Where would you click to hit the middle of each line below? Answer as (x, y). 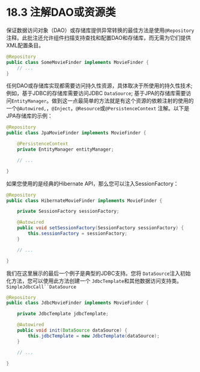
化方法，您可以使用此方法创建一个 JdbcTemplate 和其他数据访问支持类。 (94, 280)
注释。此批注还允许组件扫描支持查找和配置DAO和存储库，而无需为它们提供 (98, 37)
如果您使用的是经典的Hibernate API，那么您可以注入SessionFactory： (92, 183)
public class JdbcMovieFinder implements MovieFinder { (77, 303)
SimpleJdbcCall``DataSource (41, 287)
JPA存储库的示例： (29, 116)
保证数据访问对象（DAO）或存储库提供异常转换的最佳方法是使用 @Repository (100, 30)
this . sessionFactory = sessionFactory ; (78, 234)
